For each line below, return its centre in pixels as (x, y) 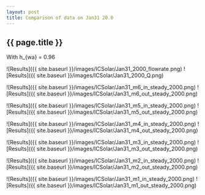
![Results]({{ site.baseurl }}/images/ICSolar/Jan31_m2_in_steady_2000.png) (101, 161)
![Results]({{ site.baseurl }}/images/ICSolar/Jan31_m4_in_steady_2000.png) (101, 124)
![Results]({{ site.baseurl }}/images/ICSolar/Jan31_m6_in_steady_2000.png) (101, 87)
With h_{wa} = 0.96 (31, 57)
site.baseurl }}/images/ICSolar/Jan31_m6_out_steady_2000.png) (117, 94)
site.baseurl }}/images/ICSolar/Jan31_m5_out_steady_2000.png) (117, 112)
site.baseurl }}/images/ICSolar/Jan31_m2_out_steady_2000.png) (117, 167)
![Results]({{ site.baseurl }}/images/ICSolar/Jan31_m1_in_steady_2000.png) (100, 179)
